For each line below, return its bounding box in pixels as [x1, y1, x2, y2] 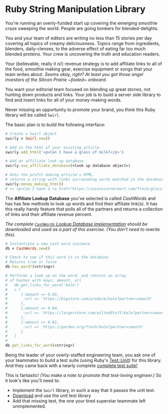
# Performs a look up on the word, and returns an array [5, 273, 126, 278]
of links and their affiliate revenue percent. [5, 211, 92, 217]
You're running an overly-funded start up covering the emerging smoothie [5, 20, 157, 26]
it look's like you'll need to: [5, 377, 60, 383]
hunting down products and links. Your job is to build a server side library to [5, 91, 161, 97]
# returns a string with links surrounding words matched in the [5, 177, 144, 182]
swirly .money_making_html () [5, 181, 64, 186]
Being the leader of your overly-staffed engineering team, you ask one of [5, 352, 156, 358]
